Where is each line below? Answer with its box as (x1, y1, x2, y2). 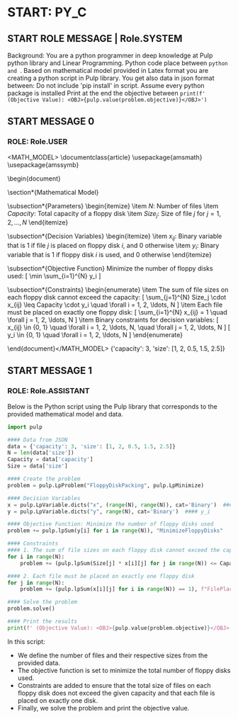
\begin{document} (7, 174, 62, 183)
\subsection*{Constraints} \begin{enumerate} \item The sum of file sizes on (7, 285, 229, 294)
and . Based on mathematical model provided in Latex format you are (7, 67, 209, 74)
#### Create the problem (7, 475, 81, 482)
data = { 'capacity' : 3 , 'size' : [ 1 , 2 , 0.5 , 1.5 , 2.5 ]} (7, 443, 176, 450)
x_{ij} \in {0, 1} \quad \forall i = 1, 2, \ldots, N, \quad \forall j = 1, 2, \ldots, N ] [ (7, 323, 231, 332)
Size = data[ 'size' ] (7, 463, 69, 470)
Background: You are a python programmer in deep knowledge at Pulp (7, 51, 213, 60)
